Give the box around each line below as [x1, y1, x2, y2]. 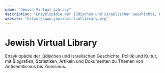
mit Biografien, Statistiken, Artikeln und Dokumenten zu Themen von [5, 58, 144, 64]
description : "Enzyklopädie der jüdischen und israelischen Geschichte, [5, 12, 157, 17]
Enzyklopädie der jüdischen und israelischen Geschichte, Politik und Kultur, [5, 53, 158, 59]
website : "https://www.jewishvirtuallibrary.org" [5, 16, 109, 21]
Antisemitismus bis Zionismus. [5, 64, 67, 70]
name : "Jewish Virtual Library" [5, 7, 71, 12]
